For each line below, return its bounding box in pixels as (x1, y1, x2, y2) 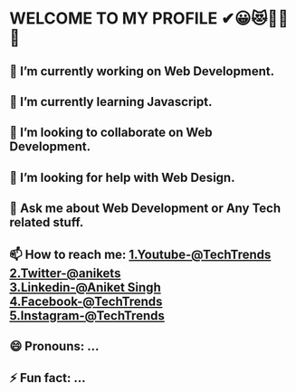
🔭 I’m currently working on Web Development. (9, 63, 274, 79)
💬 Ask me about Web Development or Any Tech (9, 201, 282, 216)
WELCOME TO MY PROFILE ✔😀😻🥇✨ (9, 8, 289, 29)
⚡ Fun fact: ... (9, 370, 86, 386)
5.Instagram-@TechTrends (9, 308, 165, 323)
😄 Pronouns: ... (9, 339, 100, 354)
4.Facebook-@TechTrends (9, 293, 163, 309)
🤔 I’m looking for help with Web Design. (9, 169, 235, 185)
